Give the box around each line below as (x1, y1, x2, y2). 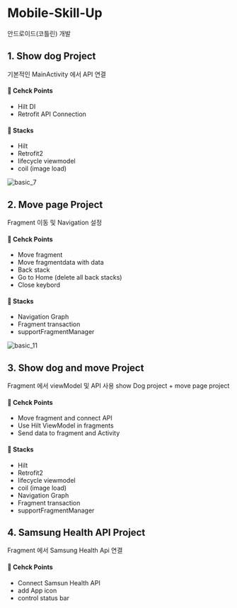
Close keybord (17, 281, 61, 289)
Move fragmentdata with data (17, 258, 104, 267)
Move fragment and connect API (17, 414, 112, 423)
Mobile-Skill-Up (7, 5, 103, 21)
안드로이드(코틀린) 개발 (7, 29, 71, 38)
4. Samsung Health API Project (7, 526, 146, 539)
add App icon (17, 586, 57, 595)
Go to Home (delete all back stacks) (17, 273, 122, 282)
